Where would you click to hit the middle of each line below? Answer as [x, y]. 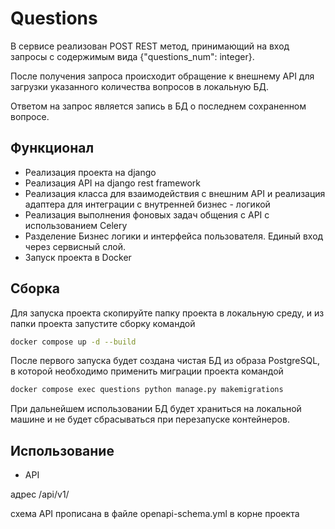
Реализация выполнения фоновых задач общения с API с [147, 214]
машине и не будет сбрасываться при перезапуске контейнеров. [150, 419]
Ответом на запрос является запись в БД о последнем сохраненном [158, 106]
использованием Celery [76, 225]
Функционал [52, 148]
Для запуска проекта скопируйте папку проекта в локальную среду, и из [167, 313]
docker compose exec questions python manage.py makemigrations [147, 390]
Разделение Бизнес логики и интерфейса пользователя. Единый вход [174, 236]
